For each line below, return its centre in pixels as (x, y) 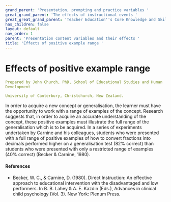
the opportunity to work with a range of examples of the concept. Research (84, 111)
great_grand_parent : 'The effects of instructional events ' (72, 15)
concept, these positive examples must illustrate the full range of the (77, 122)
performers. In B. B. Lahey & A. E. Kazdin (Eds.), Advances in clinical (84, 188)
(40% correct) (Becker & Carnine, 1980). (48, 155)
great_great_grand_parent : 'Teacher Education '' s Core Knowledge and (81, 19)
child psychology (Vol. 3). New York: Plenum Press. (66, 194)
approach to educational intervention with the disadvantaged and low (85, 183)
